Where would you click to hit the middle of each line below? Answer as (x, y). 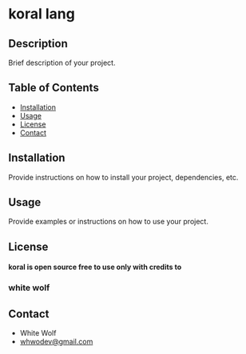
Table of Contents (54, 88)
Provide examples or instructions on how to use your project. (109, 222)
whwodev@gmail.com (56, 342)
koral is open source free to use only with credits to (95, 267)
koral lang (42, 14)
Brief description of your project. (62, 62)
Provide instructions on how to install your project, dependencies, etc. (123, 177)
